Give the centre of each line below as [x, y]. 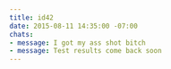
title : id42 [31, 17]
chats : [21, 34]
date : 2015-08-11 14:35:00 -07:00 [74, 26]
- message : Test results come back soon [86, 51]
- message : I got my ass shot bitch [77, 43]
